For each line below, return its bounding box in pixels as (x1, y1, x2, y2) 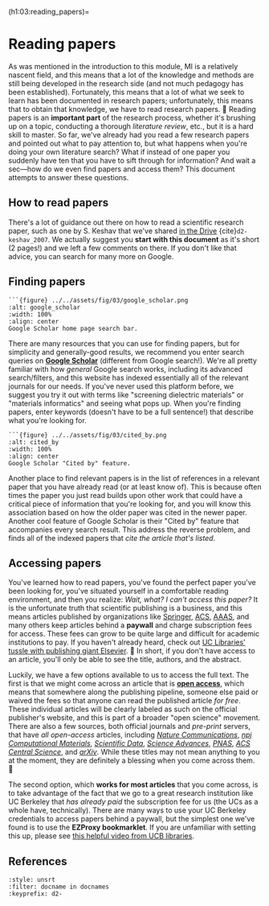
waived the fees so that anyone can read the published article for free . (8, 696, 241, 706)
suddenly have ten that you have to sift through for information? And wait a (8, 155, 256, 165)
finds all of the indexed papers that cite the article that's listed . (8, 533, 216, 542)
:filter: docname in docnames (8, 883, 110, 892)
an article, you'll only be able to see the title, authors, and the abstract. (8, 655, 242, 665)
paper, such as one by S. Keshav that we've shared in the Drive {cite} (8, 225, 238, 236)
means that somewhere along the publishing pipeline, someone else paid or (8, 687, 259, 697)
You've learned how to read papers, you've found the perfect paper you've (8, 578, 256, 587)
